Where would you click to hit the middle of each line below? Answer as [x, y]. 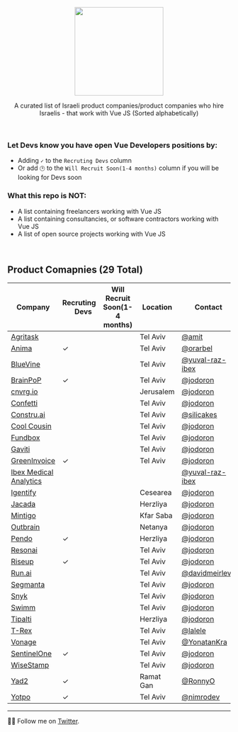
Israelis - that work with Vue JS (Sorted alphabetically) [119, 113]
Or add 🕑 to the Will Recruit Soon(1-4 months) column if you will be [118, 168]
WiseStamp [30, 665]
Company [33, 307]
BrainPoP [26, 380]
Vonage [24, 642]
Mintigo [24, 515]
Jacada [23, 504]
